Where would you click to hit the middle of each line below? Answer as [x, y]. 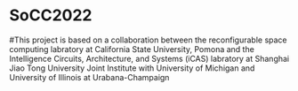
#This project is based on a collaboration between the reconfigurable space [148, 40]
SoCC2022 [51, 15]
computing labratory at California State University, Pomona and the [132, 49]
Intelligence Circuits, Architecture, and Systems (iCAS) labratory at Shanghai [149, 58]
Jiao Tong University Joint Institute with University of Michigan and [132, 68]
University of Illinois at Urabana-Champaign [89, 77]
